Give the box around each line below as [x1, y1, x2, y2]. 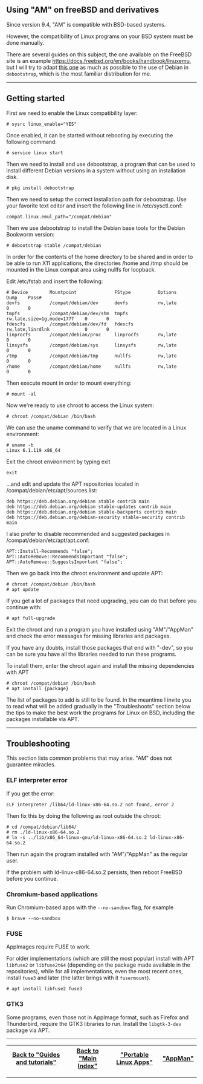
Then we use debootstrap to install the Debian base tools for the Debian [6, 224, 185, 232]
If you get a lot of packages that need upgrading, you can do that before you [6, 597, 197, 604]
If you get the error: [6, 789, 55, 797]
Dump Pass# [6, 295, 42, 301]
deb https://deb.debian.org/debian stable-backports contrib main [6, 509, 177, 515]
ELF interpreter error [6, 776, 68, 785]
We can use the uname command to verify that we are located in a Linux [6, 423, 187, 431]
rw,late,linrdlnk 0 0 [6, 326, 110, 332]
